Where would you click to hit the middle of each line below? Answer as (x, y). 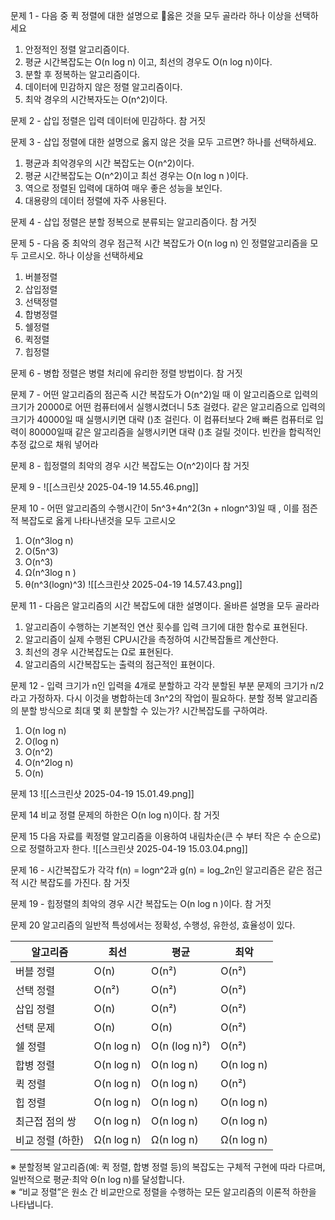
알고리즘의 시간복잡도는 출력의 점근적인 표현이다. (119, 664)
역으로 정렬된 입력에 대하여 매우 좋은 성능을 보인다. (123, 188)
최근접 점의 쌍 (46, 1121)
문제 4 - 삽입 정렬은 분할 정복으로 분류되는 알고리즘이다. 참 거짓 (133, 222)
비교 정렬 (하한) (50, 1140)
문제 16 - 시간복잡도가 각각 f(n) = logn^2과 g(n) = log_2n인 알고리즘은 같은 (157, 870)
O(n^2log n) (49, 762)
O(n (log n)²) (181, 1046)
